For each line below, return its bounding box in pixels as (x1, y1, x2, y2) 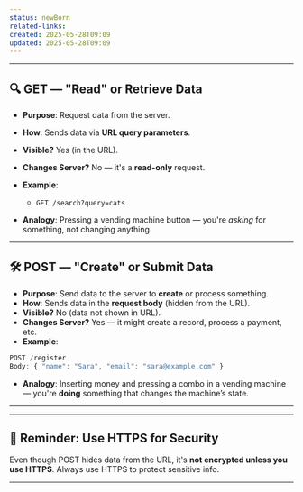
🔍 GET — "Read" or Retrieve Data (9, 81, 203, 96)
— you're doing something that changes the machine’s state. (22, 387, 250, 398)
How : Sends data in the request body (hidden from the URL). (22, 297, 251, 308)
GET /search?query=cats (35, 199, 126, 208)
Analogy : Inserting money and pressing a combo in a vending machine (22, 378, 287, 388)
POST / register (9, 353, 67, 362)
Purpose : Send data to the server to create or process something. (22, 287, 269, 298)
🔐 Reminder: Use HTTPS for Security (9, 431, 219, 446)
